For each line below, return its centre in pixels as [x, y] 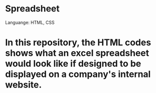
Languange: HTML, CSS [30, 22]
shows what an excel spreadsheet [77, 53]
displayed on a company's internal [78, 74]
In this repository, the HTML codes [78, 43]
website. [24, 85]
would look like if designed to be [73, 64]
